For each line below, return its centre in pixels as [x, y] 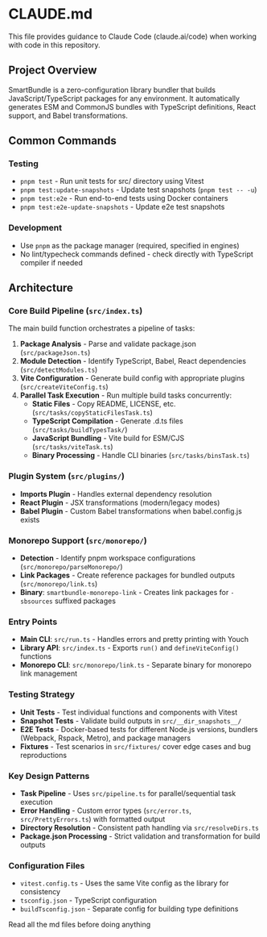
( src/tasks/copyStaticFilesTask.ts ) [92, 413]
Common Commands [62, 141]
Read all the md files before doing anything [80, 925]
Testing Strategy [41, 694]
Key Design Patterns [49, 776]
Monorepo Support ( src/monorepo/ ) [78, 540]
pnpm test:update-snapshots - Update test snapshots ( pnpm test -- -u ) [138, 189]
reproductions [43, 755]
